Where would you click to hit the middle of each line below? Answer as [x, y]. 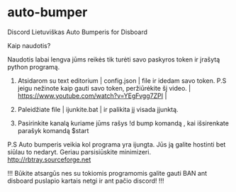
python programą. [34, 67]
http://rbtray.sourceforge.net [49, 159]
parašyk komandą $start [53, 130]
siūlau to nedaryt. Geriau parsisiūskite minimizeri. [79, 152]
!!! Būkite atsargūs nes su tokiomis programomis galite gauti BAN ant [107, 173]
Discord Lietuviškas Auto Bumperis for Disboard [77, 32]
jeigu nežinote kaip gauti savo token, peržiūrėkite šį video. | [104, 88]
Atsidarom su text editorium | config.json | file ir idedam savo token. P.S [122, 80]
